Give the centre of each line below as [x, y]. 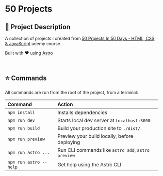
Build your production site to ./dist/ [99, 128]
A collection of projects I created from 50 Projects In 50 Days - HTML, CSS [80, 38]
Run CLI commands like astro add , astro [104, 150]
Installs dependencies [82, 112]
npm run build [24, 128]
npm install [21, 112]
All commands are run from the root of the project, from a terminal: [72, 92]
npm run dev [21, 120]
